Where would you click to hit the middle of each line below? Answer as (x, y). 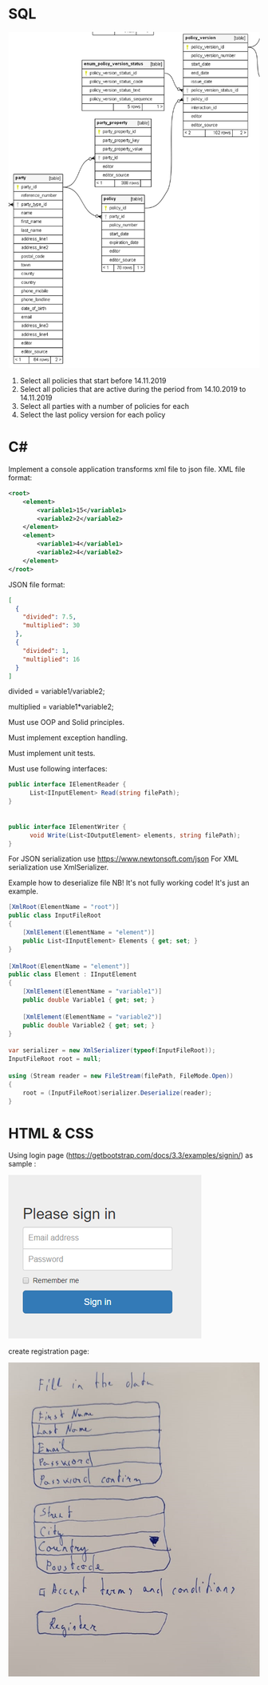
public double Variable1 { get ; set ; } (89, 1000)
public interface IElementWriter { (67, 826)
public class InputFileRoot (55, 916)
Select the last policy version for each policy (93, 414)
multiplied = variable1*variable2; (61, 707)
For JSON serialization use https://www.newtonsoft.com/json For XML (124, 859)
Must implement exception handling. (68, 738)
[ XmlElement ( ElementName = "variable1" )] (92, 992)
